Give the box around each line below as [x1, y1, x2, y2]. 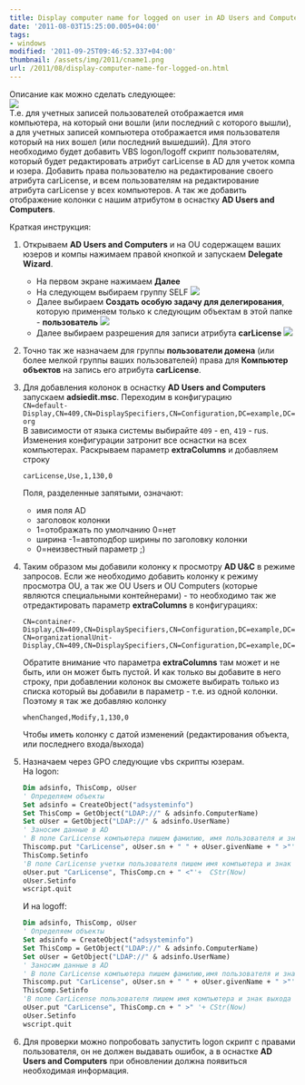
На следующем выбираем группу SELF [35, 287, 189, 298]
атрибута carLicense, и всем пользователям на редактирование [9, 174, 260, 186]
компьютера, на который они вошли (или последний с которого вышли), [9, 117, 292, 128]
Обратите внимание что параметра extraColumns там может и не [22, 657, 280, 668]
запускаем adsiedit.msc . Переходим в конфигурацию [22, 391, 232, 402]
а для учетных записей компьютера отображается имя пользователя [9, 126, 280, 137]
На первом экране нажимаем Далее [35, 276, 181, 287]
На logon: [22, 766, 60, 777]
